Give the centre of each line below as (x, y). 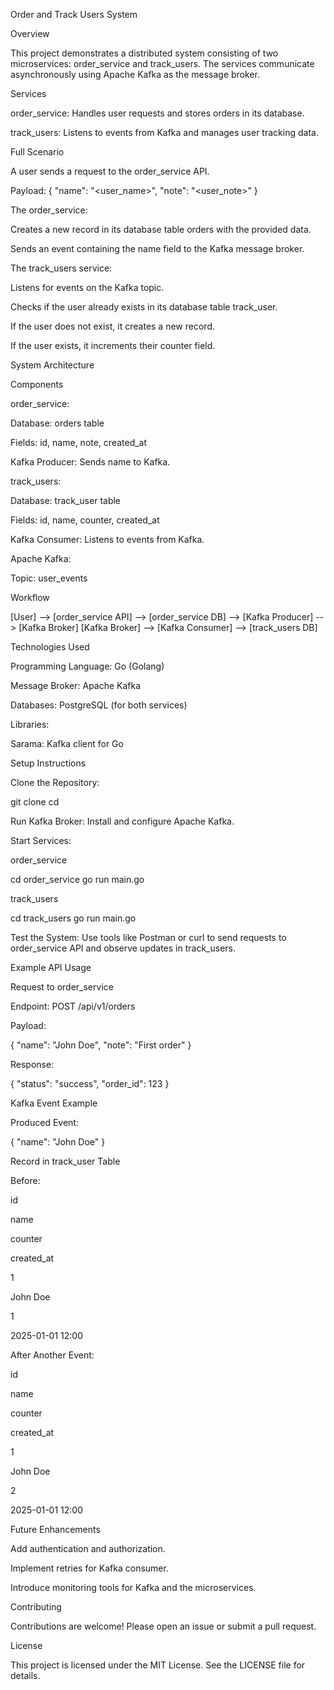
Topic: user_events (49, 578)
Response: (32, 1064)
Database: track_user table (66, 500)
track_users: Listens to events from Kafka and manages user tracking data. (164, 132)
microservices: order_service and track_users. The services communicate (162, 63)
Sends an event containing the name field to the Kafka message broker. (157, 248)
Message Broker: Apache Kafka (76, 685)
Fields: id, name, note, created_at (79, 442)
